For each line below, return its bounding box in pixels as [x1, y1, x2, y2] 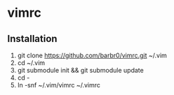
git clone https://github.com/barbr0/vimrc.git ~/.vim [17, 51, 167, 59]
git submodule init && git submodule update [17, 66, 144, 74]
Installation [7, 33, 58, 45]
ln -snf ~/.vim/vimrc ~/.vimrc [17, 81, 100, 89]
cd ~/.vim [17, 59, 46, 67]
